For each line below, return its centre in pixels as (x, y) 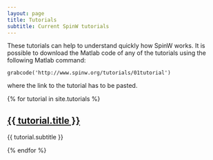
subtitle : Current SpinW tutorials (58, 26)
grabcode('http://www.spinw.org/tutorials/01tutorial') (89, 73)
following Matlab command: (47, 60)
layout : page (26, 13)
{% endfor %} (27, 150)
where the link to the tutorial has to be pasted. (72, 86)
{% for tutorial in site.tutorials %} (54, 99)
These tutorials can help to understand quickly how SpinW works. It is (106, 46)
